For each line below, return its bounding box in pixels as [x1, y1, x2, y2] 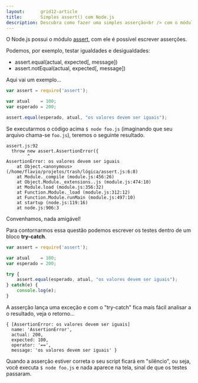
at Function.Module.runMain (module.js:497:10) [16, 194, 136, 201]
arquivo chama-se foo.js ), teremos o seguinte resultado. [6, 131, 146, 139]
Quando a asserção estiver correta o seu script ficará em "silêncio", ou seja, [6, 358, 191, 365]
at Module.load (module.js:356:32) [16, 184, 104, 190]
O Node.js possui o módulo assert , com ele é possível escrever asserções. [6, 36, 187, 43]
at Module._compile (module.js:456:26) [16, 174, 115, 180]
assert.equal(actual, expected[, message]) [14, 58, 118, 66]
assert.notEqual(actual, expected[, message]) [14, 65, 126, 72]
